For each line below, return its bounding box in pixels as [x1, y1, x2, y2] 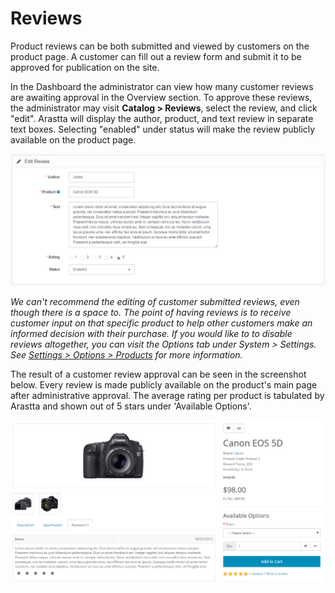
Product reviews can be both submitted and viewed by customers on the [10, 40, 310, 52]
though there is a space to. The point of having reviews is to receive [10, 306, 292, 318]
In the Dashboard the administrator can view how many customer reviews [10, 80, 314, 92]
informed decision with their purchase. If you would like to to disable [10, 327, 293, 339]
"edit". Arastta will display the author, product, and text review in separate [10, 112, 314, 124]
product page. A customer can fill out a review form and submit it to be [10, 50, 302, 62]
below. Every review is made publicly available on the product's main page [10, 378, 318, 391]
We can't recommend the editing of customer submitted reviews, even [10, 295, 300, 307]
